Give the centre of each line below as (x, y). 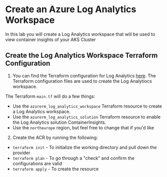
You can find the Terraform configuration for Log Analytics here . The (84, 76)
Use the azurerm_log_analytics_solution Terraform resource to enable (87, 117)
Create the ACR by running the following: (55, 137)
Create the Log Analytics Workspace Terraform (81, 56)
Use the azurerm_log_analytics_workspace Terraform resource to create (87, 106)
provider (21, 153)
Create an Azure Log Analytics (71, 9)
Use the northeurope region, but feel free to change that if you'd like (83, 127)
